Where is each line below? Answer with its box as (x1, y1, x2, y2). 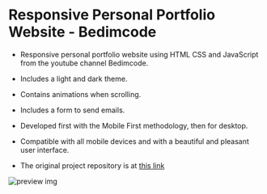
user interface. (19, 145, 70, 154)
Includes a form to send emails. (19, 105, 125, 115)
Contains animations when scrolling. (19, 89, 142, 99)
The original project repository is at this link (19, 160, 165, 171)
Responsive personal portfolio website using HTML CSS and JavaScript (19, 49, 259, 59)
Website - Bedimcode (8, 23, 157, 41)
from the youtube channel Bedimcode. (19, 58, 149, 68)
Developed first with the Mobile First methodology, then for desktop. (19, 120, 248, 130)
